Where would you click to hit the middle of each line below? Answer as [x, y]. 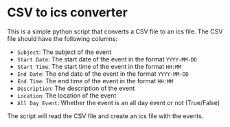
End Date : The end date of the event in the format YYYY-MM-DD [103, 74]
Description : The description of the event [76, 88]
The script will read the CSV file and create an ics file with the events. [105, 116]
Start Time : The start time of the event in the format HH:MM [99, 66]
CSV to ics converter [68, 13]
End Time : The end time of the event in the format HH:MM [95, 81]
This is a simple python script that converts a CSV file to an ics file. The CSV [115, 31]
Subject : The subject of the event [64, 52]
